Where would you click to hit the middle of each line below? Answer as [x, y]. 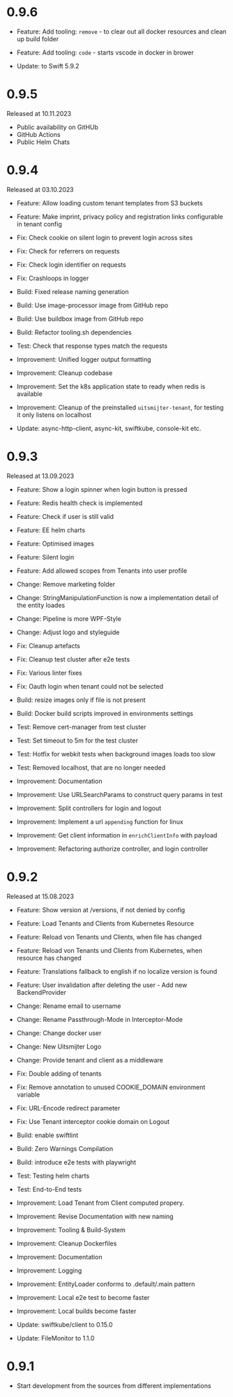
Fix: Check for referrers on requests [68, 251]
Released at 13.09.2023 [40, 476]
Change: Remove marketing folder [66, 584]
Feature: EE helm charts [51, 530]
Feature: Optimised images [55, 543]
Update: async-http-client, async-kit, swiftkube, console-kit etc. [109, 428]
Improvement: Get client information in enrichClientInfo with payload [117, 835]
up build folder [38, 38]
